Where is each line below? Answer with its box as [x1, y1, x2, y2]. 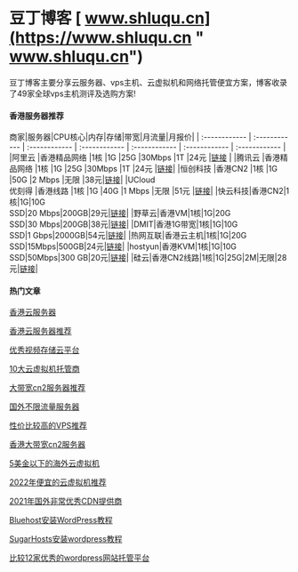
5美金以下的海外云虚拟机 [9, 458, 101, 469]
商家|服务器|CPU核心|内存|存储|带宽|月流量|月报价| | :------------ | [9, 132, 252, 142]
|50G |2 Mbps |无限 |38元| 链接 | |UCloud [9, 174, 156, 185]
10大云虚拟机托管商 [9, 364, 80, 375]
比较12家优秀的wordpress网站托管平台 [9, 552, 149, 563]
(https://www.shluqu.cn [9, 28, 192, 48]
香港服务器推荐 [9, 110, 64, 121]
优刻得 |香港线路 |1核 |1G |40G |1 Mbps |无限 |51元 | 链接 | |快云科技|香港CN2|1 [9, 186, 290, 197]
